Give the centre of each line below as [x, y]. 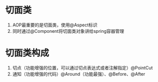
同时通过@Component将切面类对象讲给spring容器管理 [68, 31]
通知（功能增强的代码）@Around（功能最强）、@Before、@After [79, 74]
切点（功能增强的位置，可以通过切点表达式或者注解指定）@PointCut [82, 68]
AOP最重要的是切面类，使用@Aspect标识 [55, 25]
